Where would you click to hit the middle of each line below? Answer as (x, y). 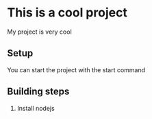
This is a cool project (67, 13)
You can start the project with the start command (76, 69)
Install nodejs (36, 108)
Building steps (38, 92)
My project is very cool (39, 32)
